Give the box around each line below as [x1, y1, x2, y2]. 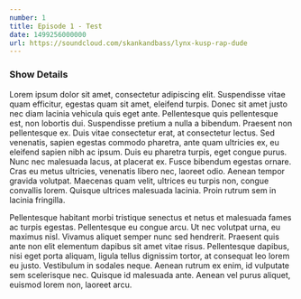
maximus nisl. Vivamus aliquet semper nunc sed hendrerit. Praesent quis [9, 231, 279, 242]
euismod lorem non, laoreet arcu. [9, 279, 132, 290]
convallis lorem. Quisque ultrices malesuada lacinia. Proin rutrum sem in [9, 184, 277, 195]
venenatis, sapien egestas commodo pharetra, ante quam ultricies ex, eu [9, 136, 279, 147]
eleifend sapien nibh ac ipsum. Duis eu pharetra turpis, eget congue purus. [9, 146, 287, 157]
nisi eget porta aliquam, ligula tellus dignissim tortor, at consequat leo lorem [9, 250, 290, 261]
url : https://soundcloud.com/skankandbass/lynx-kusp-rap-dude [9, 38, 248, 48]
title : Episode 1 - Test [9, 22, 103, 31]
